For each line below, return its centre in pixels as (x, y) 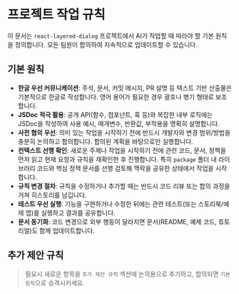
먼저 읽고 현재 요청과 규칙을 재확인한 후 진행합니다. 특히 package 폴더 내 (117, 159)
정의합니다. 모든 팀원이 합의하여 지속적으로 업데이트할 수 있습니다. (106, 44)
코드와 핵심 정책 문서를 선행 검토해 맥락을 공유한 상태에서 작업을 (125, 168)
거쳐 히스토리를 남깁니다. (52, 195)
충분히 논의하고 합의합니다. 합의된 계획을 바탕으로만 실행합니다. (106, 141)
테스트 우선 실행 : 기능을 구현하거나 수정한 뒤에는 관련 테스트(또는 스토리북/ (121, 203)
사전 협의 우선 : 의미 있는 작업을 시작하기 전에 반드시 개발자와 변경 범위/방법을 (124, 132)
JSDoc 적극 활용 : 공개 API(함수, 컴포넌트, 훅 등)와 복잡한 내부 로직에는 (115, 114)
